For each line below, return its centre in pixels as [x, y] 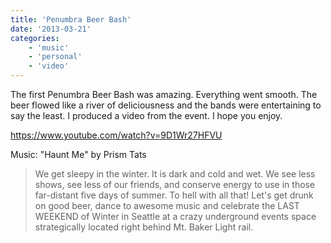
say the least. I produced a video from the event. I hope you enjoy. [146, 115]
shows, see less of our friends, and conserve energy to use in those [175, 184]
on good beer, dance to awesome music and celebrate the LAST [167, 205]
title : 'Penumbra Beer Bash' [71, 19]
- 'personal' [55, 57]
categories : [35, 38]
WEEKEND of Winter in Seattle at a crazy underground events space [175, 216]
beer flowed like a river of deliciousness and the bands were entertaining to [166, 105]
